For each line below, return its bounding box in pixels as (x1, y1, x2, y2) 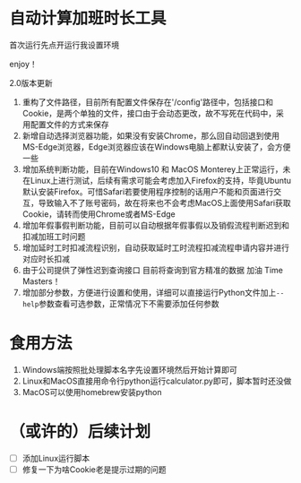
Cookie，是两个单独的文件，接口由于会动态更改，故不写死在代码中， (21, 108, 277, 118)
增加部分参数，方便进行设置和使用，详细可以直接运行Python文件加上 (21, 287, 277, 298)
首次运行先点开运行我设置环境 (9, 39, 119, 50)
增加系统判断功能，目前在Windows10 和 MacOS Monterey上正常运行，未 (21, 163, 291, 175)
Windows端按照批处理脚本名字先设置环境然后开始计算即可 (21, 364, 237, 375)
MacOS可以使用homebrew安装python (21, 386, 162, 397)
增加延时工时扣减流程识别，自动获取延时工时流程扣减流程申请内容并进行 (21, 242, 289, 253)
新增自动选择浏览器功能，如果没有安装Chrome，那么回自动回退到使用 (21, 130, 280, 141)
